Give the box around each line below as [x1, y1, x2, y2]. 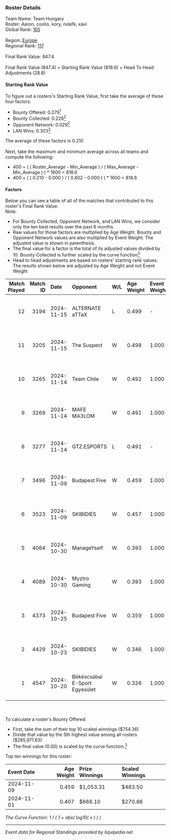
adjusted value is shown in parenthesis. [12, 240, 96, 246]
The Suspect [72, 341, 103, 348]
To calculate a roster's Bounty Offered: [5, 716, 87, 722]
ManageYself [72, 544, 103, 551]
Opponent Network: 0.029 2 [12, 120, 70, 128]
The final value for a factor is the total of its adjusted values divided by [12, 245, 160, 251]
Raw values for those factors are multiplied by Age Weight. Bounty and [12, 229, 161, 236]
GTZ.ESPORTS [72, 443, 107, 450]
